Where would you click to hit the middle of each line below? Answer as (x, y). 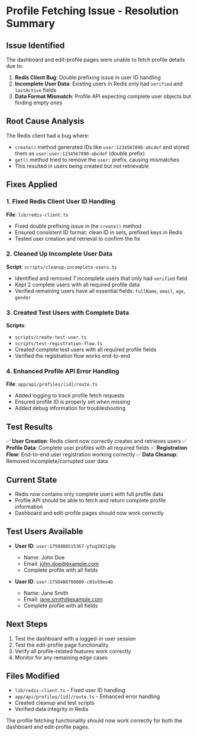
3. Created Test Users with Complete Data (67, 313)
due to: (15, 66)
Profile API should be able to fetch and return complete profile (90, 501)
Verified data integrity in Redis (51, 709)
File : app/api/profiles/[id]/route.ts (52, 384)
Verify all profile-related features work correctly (73, 651)
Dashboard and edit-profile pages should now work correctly (89, 513)
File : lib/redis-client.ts (38, 214)
